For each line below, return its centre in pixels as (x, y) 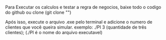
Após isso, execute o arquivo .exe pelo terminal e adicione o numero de (79, 22)
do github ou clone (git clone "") (38, 12)
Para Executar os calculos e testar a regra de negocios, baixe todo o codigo (83, 7)
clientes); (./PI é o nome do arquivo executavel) (54, 32)
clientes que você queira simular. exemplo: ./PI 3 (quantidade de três (76, 27)
